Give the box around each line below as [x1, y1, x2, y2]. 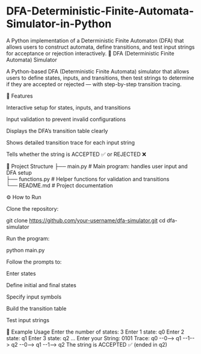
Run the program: [6, 235, 50, 242]
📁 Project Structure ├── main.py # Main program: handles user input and [6, 163, 188, 170]
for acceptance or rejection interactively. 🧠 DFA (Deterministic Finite [6, 49, 175, 57]
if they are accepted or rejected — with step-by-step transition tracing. [6, 80, 182, 88]
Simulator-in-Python [6, 17, 112, 31]
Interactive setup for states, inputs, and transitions [6, 104, 131, 111]
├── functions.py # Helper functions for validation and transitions [6, 175, 170, 182]
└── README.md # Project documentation [6, 182, 113, 189]
